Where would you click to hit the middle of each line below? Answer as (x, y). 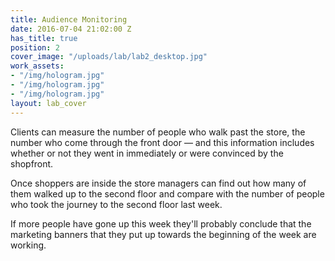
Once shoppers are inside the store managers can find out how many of (158, 183)
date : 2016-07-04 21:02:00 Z (71, 29)
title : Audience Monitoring (69, 19)
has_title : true (44, 38)
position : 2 (35, 47)
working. (28, 245)
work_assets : (37, 66)
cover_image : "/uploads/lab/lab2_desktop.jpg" (109, 57)
